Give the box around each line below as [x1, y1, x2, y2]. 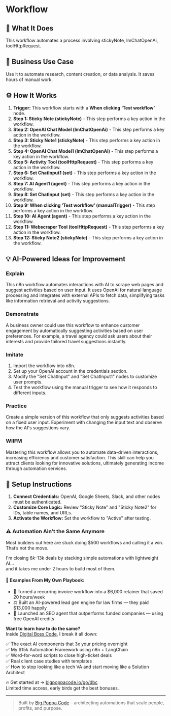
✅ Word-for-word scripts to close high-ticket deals [6, 652, 112, 658]
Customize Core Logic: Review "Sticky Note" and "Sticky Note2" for [13, 504, 157, 510]
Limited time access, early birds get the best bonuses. [6, 685, 119, 691]
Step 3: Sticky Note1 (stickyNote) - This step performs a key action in [13, 137, 160, 143]
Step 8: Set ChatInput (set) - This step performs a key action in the [13, 191, 154, 197]
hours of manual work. [6, 76, 53, 82]
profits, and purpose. [18, 705, 62, 711]
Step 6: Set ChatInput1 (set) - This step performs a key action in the [13, 170, 156, 176]
